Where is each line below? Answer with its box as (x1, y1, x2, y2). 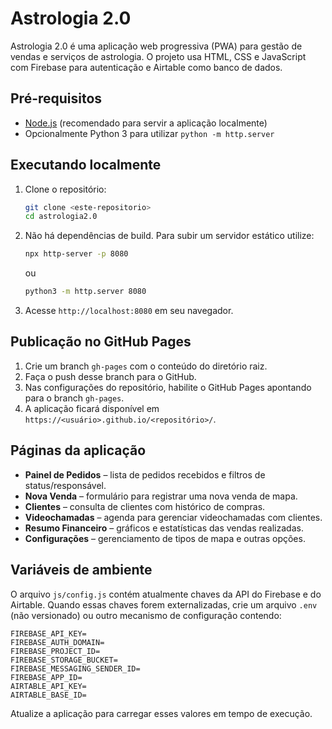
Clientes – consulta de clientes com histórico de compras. (24, 500, 266, 512)
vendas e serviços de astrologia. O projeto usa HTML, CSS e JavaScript (10, 50, 307, 62)
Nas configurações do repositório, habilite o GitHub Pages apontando (24, 381, 312, 393)
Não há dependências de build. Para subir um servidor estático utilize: (24, 230, 315, 242)
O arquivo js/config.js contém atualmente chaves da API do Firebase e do (10, 588, 322, 600)
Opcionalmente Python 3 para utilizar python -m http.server (24, 127, 275, 139)
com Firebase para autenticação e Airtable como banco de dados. (10, 61, 283, 73)
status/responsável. (24, 479, 107, 491)
